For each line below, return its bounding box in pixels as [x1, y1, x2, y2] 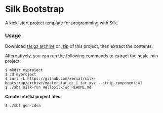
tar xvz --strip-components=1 [80, 80, 142, 86]
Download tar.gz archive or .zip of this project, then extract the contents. [5, 43, 153, 49]
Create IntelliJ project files [5, 94, 61, 100]
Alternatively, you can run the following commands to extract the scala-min [5, 53, 158, 59]
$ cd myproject [5, 72, 37, 77]
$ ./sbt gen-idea [5, 103, 41, 108]
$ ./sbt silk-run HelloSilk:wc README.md [5, 85, 92, 90]
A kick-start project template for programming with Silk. [5, 20, 119, 26]
